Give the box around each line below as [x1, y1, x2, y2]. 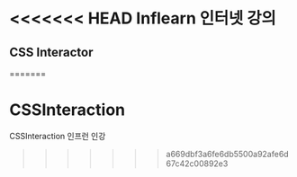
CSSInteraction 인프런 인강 [9, 130, 106, 141]
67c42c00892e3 [166, 158, 229, 169]
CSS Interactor [9, 44, 94, 59]
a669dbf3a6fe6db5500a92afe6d [166, 148, 290, 159]
